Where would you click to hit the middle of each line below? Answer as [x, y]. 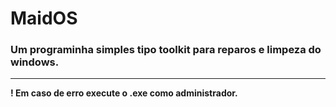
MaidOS [44, 18]
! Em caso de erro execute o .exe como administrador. [124, 93]
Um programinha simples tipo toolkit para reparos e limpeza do [166, 50]
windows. [35, 62]
